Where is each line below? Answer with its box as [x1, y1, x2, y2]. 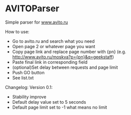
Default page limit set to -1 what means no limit [12, 104, 107, 110]
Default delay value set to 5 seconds [12, 99, 86, 105]
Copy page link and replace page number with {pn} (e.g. [12, 49, 127, 55]
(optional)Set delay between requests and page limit [12, 64, 118, 70]
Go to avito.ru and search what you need [12, 38, 95, 44]
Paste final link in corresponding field [12, 59, 88, 65]
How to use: [5, 29, 29, 34]
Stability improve [12, 94, 47, 100]
